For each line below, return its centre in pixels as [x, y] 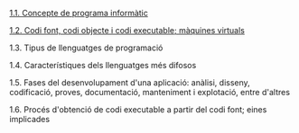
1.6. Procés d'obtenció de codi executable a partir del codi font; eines [138, 110]
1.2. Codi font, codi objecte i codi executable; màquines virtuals [127, 30]
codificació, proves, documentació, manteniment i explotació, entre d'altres [150, 92]
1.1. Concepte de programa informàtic [79, 13]
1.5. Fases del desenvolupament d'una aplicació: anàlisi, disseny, [130, 83]
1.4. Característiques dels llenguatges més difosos [103, 65]
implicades [30, 119]
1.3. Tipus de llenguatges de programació [86, 48]
